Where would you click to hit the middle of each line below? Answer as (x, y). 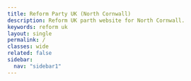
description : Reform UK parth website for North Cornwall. (96, 20)
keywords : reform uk (38, 27)
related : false (30, 54)
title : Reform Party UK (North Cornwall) (69, 14)
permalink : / (27, 40)
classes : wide (28, 46)
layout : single (30, 33)
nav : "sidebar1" (37, 66)
